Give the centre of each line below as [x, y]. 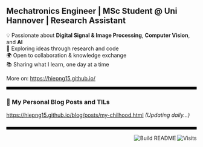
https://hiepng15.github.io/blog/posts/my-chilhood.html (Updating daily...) [98, 115]
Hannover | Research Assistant [66, 21]
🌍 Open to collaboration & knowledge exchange [66, 55]
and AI [14, 42]
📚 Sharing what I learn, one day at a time [58, 64]
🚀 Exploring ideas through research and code [63, 48]
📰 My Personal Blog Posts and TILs [58, 102]
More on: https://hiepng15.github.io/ [51, 78]
